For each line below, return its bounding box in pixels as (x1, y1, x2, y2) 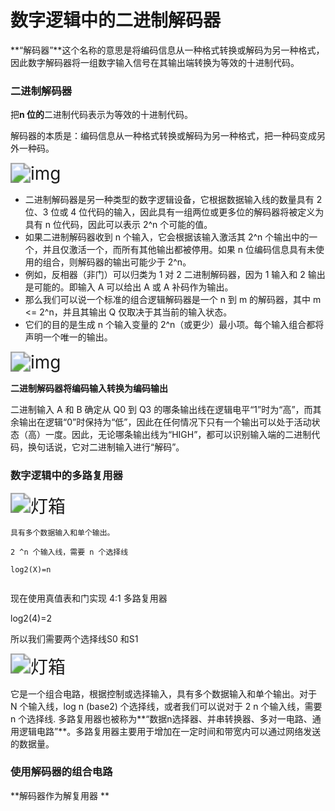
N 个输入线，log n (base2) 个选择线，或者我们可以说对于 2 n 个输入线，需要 (10, 700, 323, 712)
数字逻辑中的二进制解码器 (10, 9, 222, 32)
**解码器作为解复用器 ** (10, 789, 110, 801)
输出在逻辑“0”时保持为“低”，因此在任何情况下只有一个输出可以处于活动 (18, 416, 312, 428)
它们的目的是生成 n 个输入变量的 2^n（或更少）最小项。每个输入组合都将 (24, 319, 325, 331)
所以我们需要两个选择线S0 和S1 (10, 632, 139, 645)
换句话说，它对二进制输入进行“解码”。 (27, 441, 185, 453)
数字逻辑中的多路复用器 (10, 469, 123, 483)
